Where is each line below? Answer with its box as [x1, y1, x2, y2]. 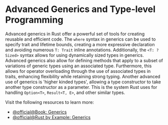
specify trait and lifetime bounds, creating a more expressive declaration [5, 41, 155, 47]
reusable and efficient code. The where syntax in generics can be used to [5, 36, 156, 42]
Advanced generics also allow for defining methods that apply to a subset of [5, 57, 163, 63]
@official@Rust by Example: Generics [12, 114, 91, 120]
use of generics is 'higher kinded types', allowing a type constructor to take [5, 79, 161, 85]
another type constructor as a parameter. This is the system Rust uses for [5, 84, 157, 90]
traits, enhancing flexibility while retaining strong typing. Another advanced [5, 73, 160, 79]
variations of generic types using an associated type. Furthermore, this [5, 63, 152, 69]
